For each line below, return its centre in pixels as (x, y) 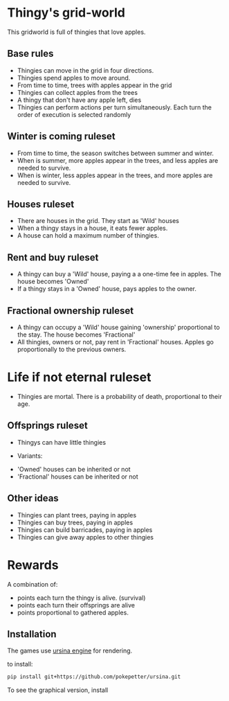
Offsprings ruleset (47, 426)
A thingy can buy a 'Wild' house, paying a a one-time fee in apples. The (119, 274)
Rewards (33, 565)
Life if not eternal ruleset (79, 377)
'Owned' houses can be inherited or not (74, 469)
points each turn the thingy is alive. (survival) (81, 598)
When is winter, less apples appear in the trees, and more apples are (115, 175)
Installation (32, 634)
